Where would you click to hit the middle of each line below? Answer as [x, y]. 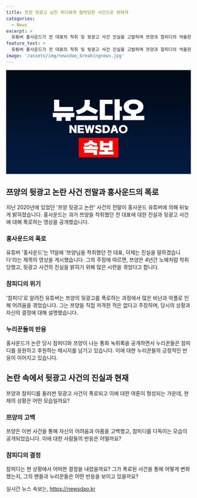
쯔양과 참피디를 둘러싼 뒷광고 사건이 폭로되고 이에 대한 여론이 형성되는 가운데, [94, 393]
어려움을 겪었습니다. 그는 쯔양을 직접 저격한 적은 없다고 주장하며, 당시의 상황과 [101, 305]
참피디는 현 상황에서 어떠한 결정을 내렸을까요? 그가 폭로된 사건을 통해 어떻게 [93, 469]
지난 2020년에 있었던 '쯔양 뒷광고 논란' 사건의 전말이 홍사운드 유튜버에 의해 [92, 207]
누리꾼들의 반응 [26, 329]
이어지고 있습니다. [37, 358]
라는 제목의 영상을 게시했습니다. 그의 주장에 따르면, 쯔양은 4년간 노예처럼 [95, 260]
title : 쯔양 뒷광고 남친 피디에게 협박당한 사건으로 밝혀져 [67, 12]
